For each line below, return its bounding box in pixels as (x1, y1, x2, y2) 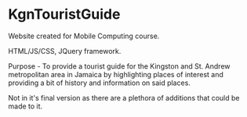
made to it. (8, 101, 43, 111)
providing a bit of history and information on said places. (8, 78, 191, 87)
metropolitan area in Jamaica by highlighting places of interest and (8, 69, 223, 79)
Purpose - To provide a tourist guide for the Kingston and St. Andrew (8, 61, 231, 71)
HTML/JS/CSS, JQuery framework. (8, 46, 122, 55)
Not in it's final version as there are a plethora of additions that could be (8, 93, 241, 102)
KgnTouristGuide (8, 5, 121, 23)
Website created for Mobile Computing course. (8, 31, 160, 41)
